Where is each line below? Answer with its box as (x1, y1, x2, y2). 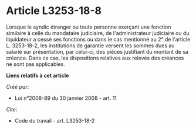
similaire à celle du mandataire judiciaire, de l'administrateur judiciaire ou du (6, 29, 190, 36)
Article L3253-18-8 (6, 4, 102, 18)
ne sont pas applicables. (6, 60, 66, 68)
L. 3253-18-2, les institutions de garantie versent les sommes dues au (6, 42, 175, 49)
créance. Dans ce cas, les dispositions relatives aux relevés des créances (6, 54, 184, 61)
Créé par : (6, 83, 29, 90)
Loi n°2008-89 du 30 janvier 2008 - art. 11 (14, 95, 117, 102)
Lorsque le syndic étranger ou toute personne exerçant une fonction (6, 23, 171, 30)
